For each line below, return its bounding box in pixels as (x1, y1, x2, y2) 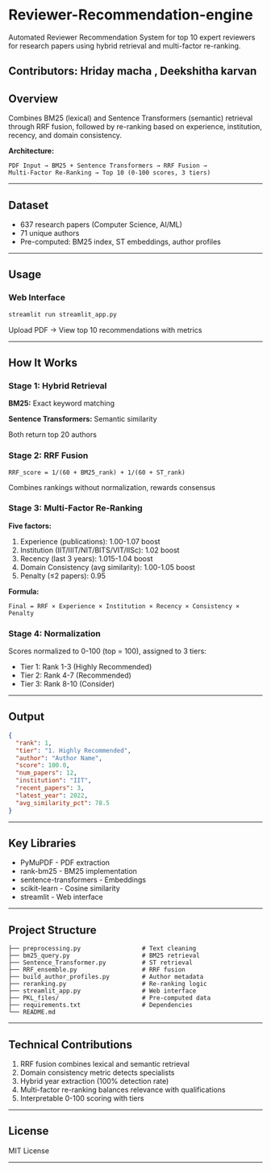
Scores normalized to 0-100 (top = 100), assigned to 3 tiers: (8, 646, 207, 656)
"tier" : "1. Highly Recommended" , (15, 746, 131, 754)
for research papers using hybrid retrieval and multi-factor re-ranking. (8, 40, 241, 50)
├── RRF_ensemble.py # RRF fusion (8, 966, 186, 974)
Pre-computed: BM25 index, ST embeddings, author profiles (19, 237, 222, 246)
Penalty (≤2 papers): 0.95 (19, 571, 106, 581)
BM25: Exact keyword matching (8, 398, 115, 409)
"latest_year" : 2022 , (15, 791, 89, 800)
